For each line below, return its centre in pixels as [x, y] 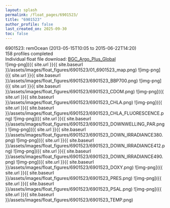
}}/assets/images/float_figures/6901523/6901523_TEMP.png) [69, 200]
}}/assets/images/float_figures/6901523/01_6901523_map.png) [71, 70]
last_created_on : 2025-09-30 [36, 29]
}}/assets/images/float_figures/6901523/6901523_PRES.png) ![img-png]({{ [83, 178]
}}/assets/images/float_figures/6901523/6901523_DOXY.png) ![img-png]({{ [84, 167]
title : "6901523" [24, 19]
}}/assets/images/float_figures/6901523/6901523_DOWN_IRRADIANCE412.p [85, 146]
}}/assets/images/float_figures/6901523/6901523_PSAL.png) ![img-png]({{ [83, 189]
